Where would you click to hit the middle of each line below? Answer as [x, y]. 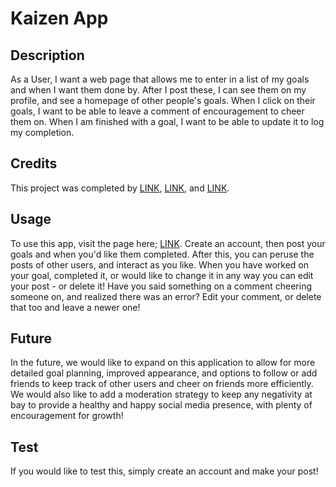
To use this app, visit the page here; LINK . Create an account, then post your [168, 243]
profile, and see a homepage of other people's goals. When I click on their [163, 100]
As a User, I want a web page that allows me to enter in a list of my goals [160, 79]
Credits [34, 163]
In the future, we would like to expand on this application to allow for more [163, 363]
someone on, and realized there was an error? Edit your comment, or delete [166, 296]
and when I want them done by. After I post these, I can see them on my [158, 90]
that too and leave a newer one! [75, 307]
